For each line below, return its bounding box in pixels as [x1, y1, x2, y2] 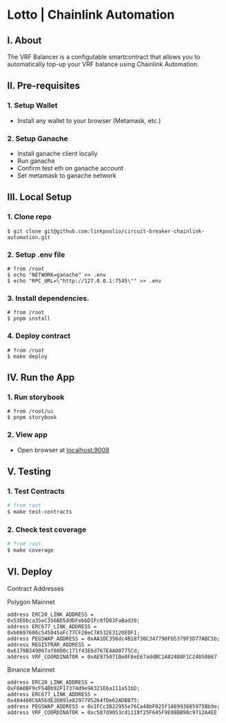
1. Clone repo [7, 212, 52, 222]
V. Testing [7, 465, 52, 477]
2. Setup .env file [7, 249, 65, 259]
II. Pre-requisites [7, 80, 81, 92]
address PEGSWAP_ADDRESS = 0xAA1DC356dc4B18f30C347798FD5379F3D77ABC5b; [7, 635, 220, 642]
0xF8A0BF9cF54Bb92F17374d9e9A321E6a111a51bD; [7, 684, 140, 692]
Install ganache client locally [17, 149, 98, 157]
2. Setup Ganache [7, 133, 68, 143]
